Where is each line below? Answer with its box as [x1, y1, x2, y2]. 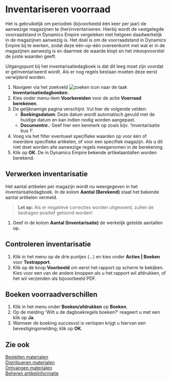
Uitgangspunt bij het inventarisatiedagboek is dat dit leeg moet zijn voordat [5, 63, 164, 69]
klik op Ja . [12, 314, 35, 321]
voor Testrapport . [12, 259, 51, 265]
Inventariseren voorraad [5, 4, 111, 15]
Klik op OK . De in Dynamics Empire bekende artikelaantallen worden [12, 149, 157, 155]
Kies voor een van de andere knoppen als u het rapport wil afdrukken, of [12, 270, 166, 276]
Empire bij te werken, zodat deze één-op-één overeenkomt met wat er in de [5, 42, 165, 48]
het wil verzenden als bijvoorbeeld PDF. [12, 275, 97, 282]
